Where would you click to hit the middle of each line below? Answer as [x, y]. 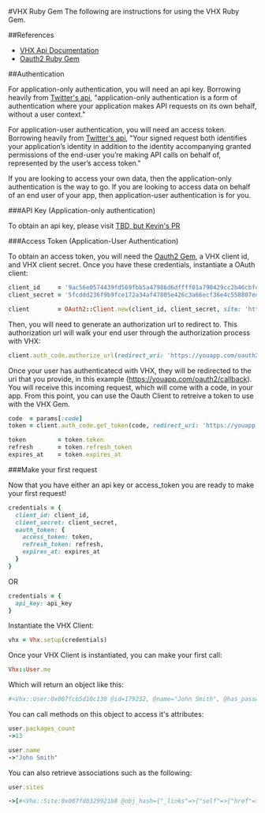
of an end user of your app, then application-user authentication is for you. [130, 195]
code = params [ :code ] [45, 418]
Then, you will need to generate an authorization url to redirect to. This [123, 324]
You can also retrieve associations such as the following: [100, 773]
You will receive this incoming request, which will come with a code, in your [131, 387]
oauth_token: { [40, 530]
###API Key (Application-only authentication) [82, 211]
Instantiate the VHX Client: [51, 625]
